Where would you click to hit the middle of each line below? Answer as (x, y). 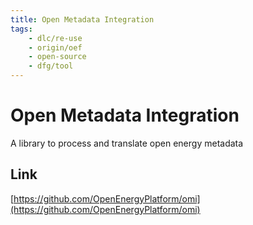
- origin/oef (55, 47)
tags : (21, 29)
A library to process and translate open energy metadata (127, 143)
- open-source (57, 57)
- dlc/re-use (55, 38)
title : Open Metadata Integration (82, 19)
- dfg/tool (51, 66)
